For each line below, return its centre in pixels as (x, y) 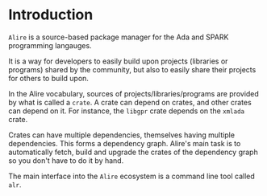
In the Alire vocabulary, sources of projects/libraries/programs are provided (134, 93)
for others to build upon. (48, 78)
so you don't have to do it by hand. (66, 160)
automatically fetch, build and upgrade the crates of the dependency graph (133, 152)
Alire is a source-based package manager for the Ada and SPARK (119, 37)
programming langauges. (50, 45)
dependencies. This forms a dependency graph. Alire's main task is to (125, 143)
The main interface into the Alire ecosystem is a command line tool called (132, 176)
